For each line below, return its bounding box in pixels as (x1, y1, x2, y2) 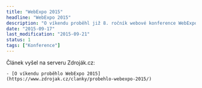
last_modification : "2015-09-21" (6, 31, 90, 37)
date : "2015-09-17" (6, 25, 55, 32)
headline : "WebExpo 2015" (6, 14, 71, 20)
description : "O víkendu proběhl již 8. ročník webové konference (6, 20, 176, 26)
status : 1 (6, 37, 31, 43)
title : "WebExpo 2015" (6, 8, 63, 15)
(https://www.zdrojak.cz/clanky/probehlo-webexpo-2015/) (6, 76, 152, 82)
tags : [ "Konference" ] (6, 43, 61, 49)
